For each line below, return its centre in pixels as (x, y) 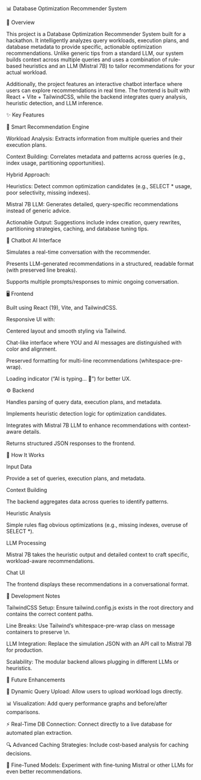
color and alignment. (31, 349)
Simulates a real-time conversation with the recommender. (79, 252)
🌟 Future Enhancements (36, 680)
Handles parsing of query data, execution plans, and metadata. (84, 402)
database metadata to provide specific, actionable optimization (84, 47)
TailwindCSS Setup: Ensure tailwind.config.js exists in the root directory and (100, 607)
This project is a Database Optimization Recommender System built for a (96, 34)
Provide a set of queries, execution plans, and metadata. (76, 478)
